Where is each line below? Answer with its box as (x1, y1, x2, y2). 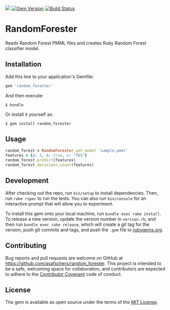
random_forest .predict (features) (5, 158, 76, 163)
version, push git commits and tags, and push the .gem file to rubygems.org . (5, 226, 164, 233)
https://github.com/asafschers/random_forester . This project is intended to (5, 260, 161, 266)
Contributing (5, 242, 47, 250)
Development (5, 177, 49, 185)
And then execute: (5, 92, 44, 98)
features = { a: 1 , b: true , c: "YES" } (5, 153, 87, 158)
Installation (5, 60, 42, 68)
